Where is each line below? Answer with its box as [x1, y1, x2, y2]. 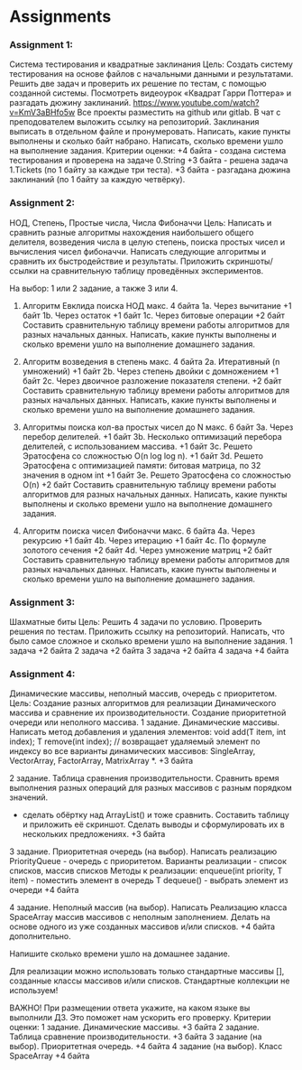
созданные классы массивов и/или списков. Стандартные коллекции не [9, 975, 290, 986]
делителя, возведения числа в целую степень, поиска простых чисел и [9, 237, 286, 247]
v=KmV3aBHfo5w [9, 107, 76, 118]
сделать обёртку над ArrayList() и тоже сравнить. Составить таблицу [22, 810, 290, 821]
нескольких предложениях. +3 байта [22, 829, 166, 840]
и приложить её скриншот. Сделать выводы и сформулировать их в [22, 819, 286, 830]
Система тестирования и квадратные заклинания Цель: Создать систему [9, 59, 293, 70]
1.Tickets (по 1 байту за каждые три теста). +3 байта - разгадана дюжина [9, 164, 291, 175]
